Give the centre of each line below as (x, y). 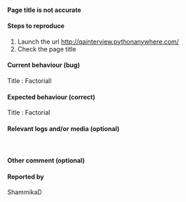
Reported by (26, 177)
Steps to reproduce (36, 26)
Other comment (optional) (46, 160)
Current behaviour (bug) (44, 65)
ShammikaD (25, 192)
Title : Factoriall (29, 81)
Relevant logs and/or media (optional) (64, 128)
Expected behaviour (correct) (51, 97)
